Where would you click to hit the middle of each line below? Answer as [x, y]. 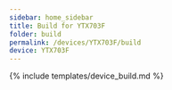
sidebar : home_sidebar [51, 17]
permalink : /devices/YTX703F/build [75, 42]
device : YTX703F [39, 51]
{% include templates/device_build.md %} [86, 76]
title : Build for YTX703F [57, 26]
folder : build [36, 34]
